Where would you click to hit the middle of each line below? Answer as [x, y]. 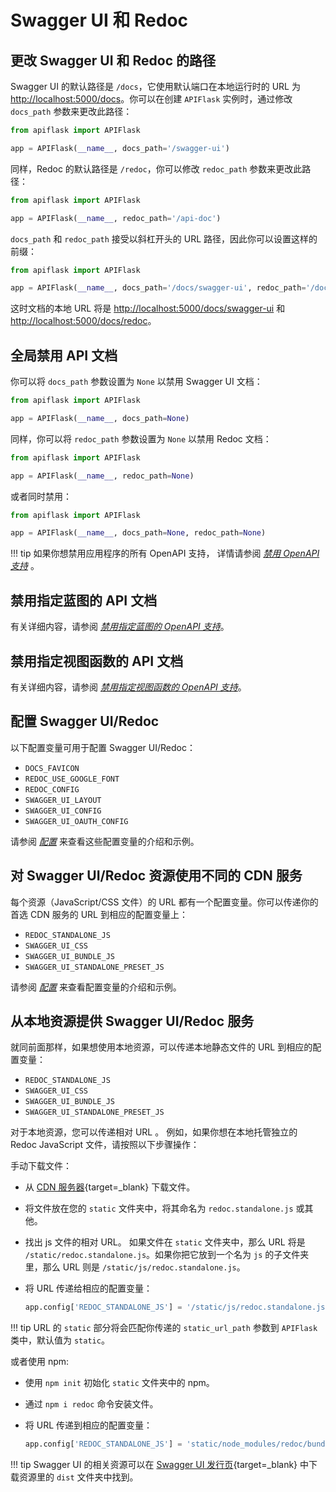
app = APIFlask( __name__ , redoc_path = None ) [102, 476]
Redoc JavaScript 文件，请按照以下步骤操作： [105, 1145]
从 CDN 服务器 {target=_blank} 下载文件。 [110, 1187]
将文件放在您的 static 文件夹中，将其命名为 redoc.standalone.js [159, 1208]
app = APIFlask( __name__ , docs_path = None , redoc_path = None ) [138, 533]
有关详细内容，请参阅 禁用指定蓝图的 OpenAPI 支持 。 [120, 627]
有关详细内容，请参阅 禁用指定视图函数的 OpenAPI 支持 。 [128, 687]
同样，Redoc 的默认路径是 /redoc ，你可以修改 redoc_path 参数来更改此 [156, 168]
